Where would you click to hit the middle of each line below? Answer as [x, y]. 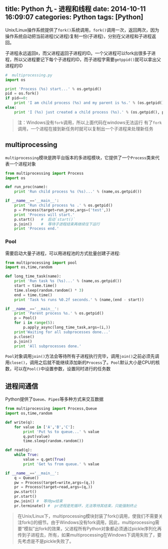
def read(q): [19, 450]
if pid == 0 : [16, 98]
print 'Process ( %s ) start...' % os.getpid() [53, 89]
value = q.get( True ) [44, 460]
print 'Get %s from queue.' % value [61, 464]
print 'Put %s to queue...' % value [61, 432]
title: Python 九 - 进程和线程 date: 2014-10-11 [75, 9]
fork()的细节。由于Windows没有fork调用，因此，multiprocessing [88, 522]
